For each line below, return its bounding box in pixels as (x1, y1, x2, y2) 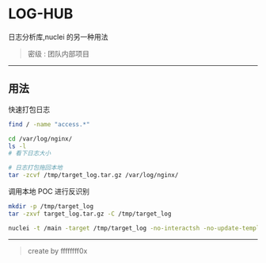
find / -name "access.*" (8, 120, 90, 128)
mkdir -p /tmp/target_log (8, 203, 93, 211)
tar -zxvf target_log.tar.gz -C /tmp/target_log (8, 210, 172, 218)
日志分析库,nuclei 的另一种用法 (8, 32, 108, 41)
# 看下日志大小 (8, 149, 51, 157)
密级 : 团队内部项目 (27, 48, 89, 58)
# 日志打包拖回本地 (8, 164, 63, 172)
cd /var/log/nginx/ (8, 134, 73, 143)
